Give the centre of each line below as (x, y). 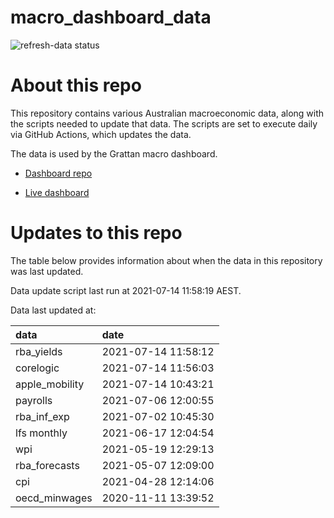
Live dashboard (57, 192)
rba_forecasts (47, 465)
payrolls (34, 400)
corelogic (37, 368)
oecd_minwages (54, 498)
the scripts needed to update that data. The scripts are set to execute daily (164, 123)
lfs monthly (41, 433)
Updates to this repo (96, 233)
